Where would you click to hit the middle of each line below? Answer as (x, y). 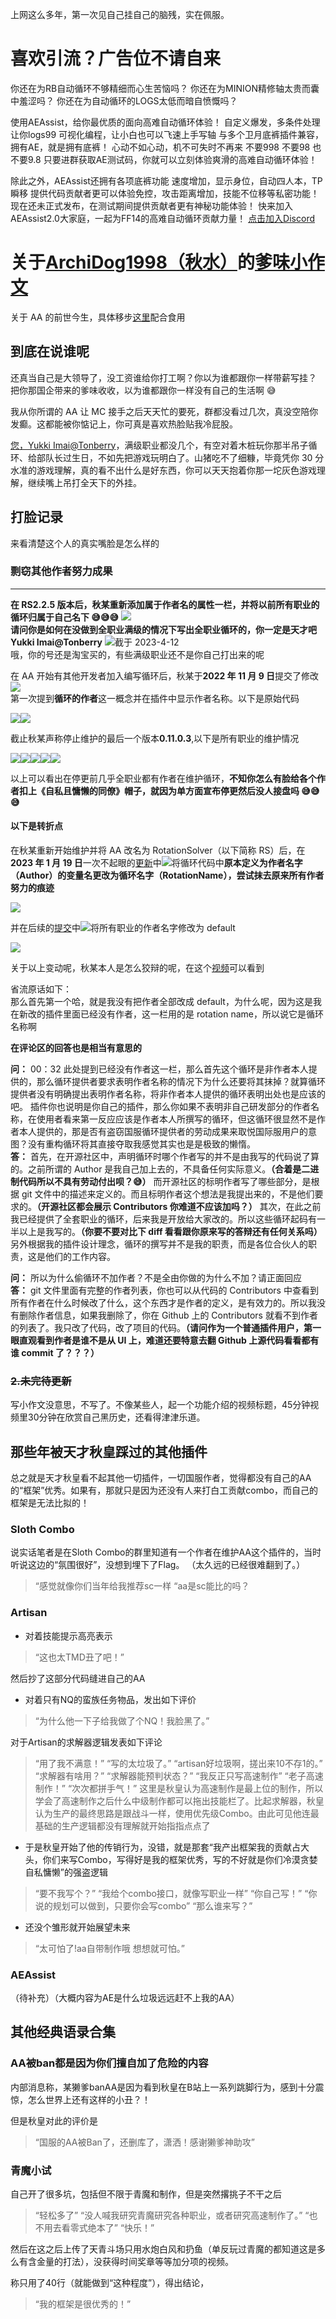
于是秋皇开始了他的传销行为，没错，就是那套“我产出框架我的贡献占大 (167, 1847)
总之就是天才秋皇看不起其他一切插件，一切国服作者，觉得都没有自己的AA (161, 1478)
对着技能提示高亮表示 (68, 1635)
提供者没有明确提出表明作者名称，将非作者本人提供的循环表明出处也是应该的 (168, 1094)
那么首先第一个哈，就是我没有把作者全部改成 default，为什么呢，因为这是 (161, 1001)
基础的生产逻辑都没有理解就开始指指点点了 (122, 1825)
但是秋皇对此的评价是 (54, 2120)
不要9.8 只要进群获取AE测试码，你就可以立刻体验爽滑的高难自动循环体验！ (164, 159)
